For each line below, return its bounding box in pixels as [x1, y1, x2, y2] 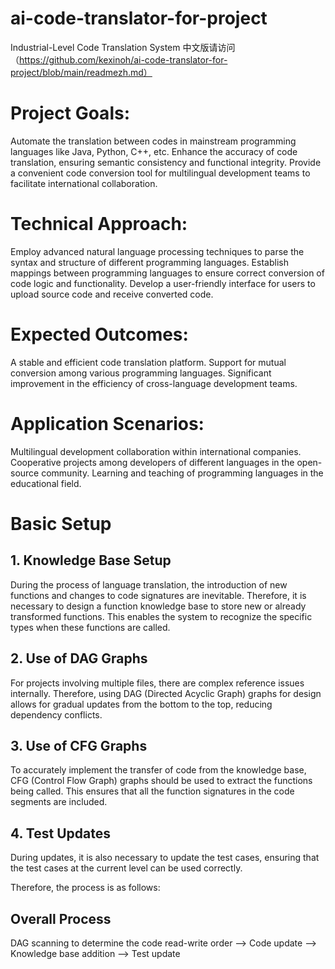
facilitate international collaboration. [10, 177, 158, 189]
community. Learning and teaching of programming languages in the [41, 467, 324, 479]
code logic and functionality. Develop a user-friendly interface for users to [10, 277, 316, 289]
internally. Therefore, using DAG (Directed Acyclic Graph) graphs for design [10, 687, 322, 699]
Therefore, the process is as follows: [10, 882, 161, 894]
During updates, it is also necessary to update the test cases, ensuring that [10, 852, 320, 864]
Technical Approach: [10, 213, 188, 236]
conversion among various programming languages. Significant [10, 367, 272, 379]
